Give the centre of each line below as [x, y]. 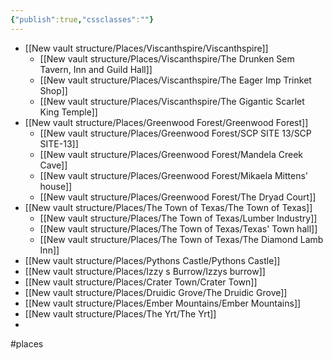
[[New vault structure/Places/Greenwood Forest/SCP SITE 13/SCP [175, 133]
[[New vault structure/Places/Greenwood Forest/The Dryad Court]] [178, 197]
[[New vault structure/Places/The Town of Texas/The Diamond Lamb [181, 239]
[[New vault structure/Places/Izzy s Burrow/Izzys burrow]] [145, 271]
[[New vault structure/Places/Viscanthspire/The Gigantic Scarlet [172, 101]
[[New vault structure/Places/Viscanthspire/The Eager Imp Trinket [175, 80]
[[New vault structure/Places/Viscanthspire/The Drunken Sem [167, 58]
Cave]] [53, 165]
